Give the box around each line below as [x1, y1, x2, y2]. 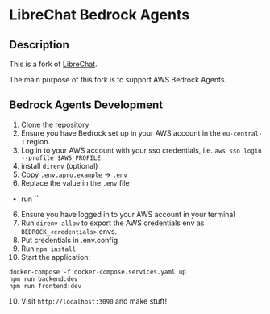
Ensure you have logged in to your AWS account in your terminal [20, 209, 235, 219]
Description [9, 38, 69, 52]
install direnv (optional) [20, 161, 98, 170]
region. [26, 136, 51, 146]
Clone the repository [20, 119, 89, 129]
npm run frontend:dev [9, 282, 82, 290]
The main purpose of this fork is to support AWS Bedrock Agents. [9, 75, 227, 84]
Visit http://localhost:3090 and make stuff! [20, 296, 168, 306]
